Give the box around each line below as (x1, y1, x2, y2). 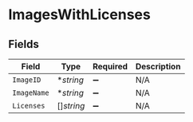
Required (93, 61, 128, 72)
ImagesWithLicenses (8, 6, 152, 24)
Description (135, 61, 181, 72)
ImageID (12, 76, 41, 85)
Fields (8, 37, 40, 51)
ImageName (12, 89, 49, 97)
